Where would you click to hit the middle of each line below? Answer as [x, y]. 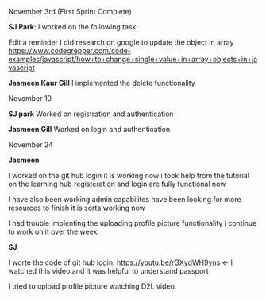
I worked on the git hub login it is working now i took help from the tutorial [129, 175]
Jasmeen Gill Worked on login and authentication [89, 129]
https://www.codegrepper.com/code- [69, 50]
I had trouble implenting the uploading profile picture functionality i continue [133, 223]
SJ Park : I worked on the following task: [73, 27]
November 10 [30, 98]
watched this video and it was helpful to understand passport [108, 271]
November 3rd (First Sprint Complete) [70, 12]
